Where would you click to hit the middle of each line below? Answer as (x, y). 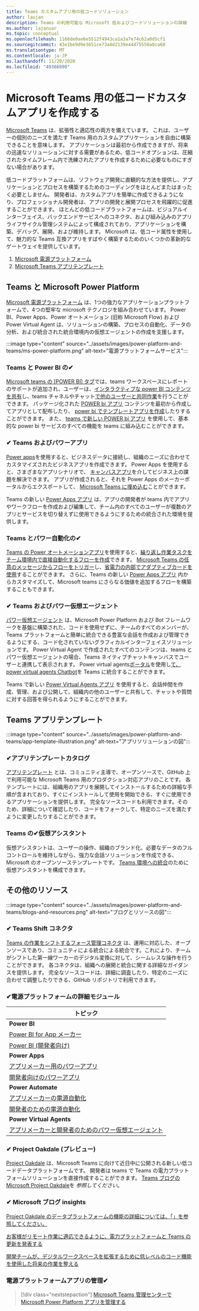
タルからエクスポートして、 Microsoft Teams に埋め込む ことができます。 (100, 486)
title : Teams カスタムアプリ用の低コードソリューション (68, 12)
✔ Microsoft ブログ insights (46, 1202)
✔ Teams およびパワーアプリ (47, 443)
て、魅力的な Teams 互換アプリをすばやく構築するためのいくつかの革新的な (99, 239)
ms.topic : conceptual (33, 34)
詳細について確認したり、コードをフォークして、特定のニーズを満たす (107, 809)
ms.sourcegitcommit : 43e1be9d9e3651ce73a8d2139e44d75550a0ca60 (86, 45)
